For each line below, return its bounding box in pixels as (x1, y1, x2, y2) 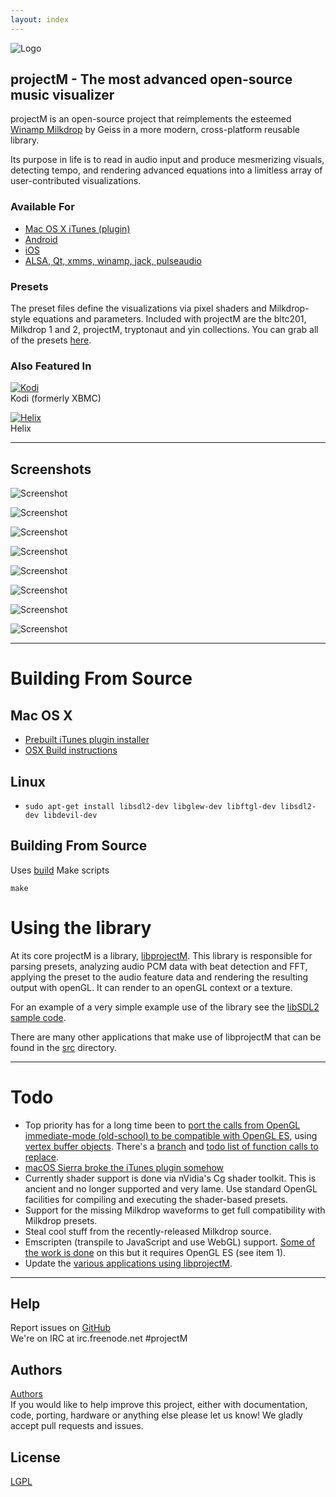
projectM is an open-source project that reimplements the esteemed (10, 113, 292, 125)
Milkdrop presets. (24, 1214, 98, 1226)
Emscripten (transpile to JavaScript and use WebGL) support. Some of (24, 1236, 316, 1248)
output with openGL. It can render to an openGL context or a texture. (10, 981, 293, 993)
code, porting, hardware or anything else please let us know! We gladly (10, 1409, 303, 1421)
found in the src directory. (10, 1041, 117, 1053)
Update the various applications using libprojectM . (24, 1257, 233, 1269)
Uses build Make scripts (10, 864, 110, 876)
